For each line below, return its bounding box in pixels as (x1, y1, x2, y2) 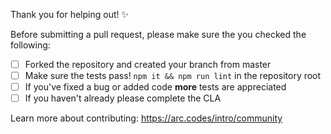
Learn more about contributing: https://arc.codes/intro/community (10, 112, 283, 124)
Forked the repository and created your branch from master (24, 59, 272, 70)
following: (10, 39, 51, 51)
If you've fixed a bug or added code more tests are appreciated (24, 81, 287, 93)
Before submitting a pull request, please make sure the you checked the (10, 29, 307, 40)
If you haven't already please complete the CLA (24, 92, 222, 104)
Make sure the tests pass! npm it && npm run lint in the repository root (24, 70, 322, 82)
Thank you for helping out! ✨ (10, 9, 129, 20)
